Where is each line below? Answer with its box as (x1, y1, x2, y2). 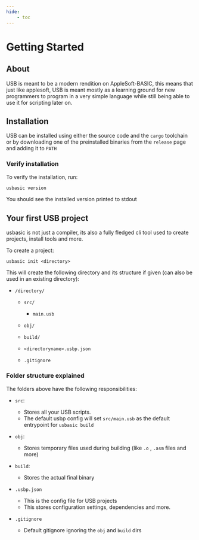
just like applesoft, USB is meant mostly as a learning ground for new (6, 86, 176, 93)
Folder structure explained (6, 372, 85, 380)
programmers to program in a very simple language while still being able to (6, 92, 190, 99)
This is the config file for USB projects (23, 497, 117, 504)
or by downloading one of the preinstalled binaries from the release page (6, 138, 186, 145)
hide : (6, 8, 20, 15)
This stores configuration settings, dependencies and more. (23, 503, 171, 511)
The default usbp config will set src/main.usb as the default (23, 414, 170, 422)
